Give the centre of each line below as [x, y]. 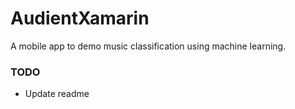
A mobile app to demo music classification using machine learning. [148, 46]
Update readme [57, 94]
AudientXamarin [80, 18]
